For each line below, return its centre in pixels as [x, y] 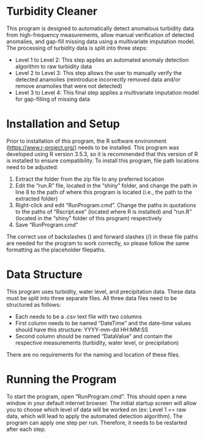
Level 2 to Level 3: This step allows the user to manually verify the [99, 73]
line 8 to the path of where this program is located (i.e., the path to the [104, 192]
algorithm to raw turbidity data [54, 66]
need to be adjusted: [32, 167]
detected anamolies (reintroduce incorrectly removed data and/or [98, 79]
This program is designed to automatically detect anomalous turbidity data [100, 28]
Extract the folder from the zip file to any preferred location [90, 179]
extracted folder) [36, 199]
